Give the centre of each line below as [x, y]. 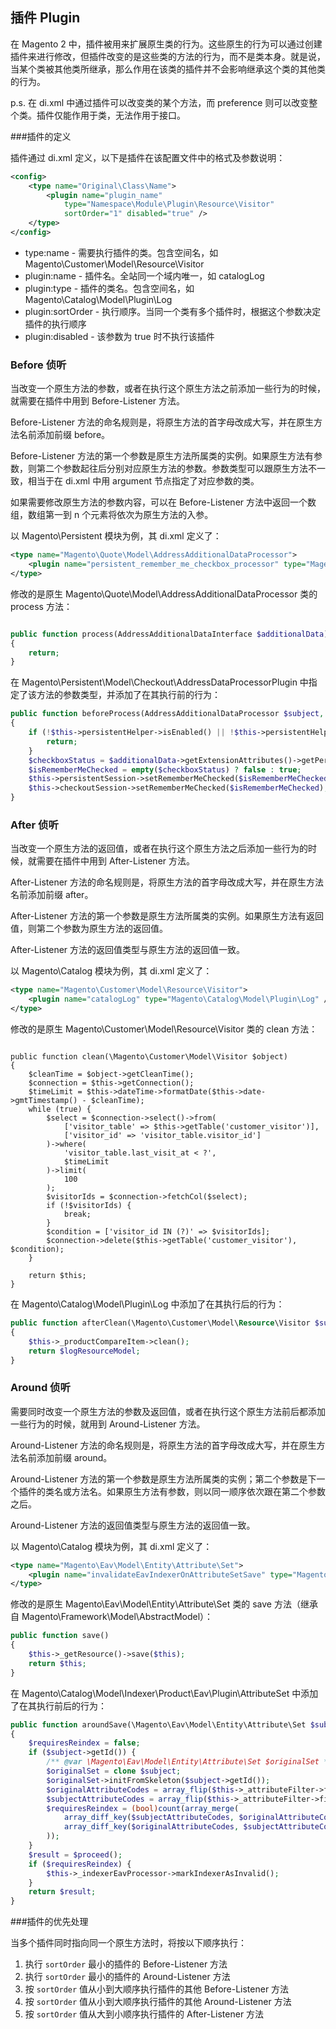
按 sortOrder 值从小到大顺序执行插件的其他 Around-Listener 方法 [158, 2002]
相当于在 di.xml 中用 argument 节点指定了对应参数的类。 [143, 481]
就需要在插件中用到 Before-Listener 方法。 [98, 401]
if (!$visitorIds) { [89, 1206]
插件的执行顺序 [55, 324]
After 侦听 [34, 825]
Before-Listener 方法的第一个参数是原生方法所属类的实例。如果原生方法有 [162, 456]
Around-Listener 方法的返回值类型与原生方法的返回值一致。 [133, 1525]
